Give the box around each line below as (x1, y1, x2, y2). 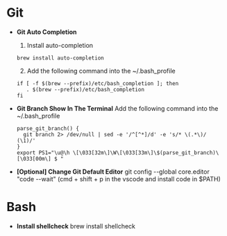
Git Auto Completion (16, 28, 77, 36)
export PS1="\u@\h (16, 149, 70, 156)
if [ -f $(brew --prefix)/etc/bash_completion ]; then (16, 80, 179, 87)
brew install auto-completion (16, 54, 105, 62)
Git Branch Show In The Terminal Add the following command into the (16, 104, 219, 112)
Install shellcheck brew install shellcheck (16, 221, 136, 230)
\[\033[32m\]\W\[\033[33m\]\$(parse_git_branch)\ (72, 149, 219, 156)
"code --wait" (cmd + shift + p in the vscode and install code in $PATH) (16, 174, 221, 183)
